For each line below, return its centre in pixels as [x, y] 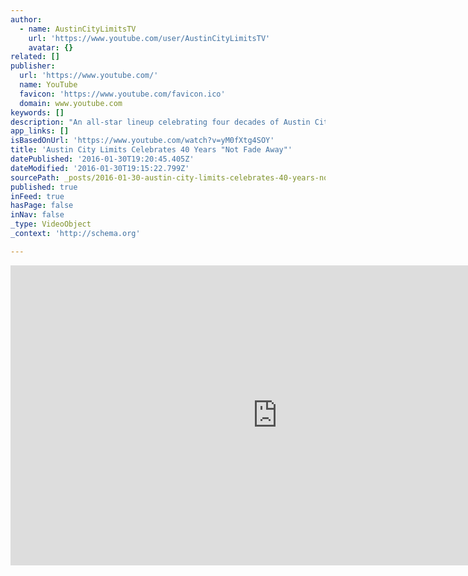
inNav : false [37, 215]
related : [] [35, 57]
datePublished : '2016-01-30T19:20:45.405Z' [102, 159]
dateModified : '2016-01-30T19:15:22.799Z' [100, 168]
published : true [44, 187]
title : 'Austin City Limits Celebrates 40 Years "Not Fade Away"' [151, 150]
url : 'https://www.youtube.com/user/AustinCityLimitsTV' [149, 38]
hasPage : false [42, 206]
